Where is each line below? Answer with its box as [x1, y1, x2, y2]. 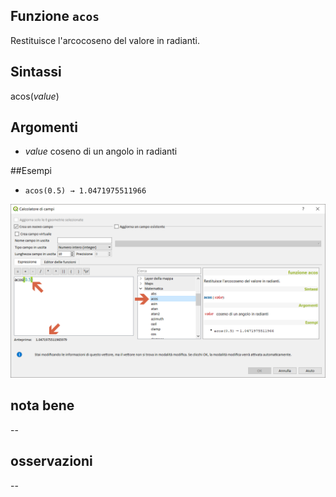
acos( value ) [10, 90, 60, 102]
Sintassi [10, 64, 62, 81]
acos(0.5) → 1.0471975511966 [24, 186, 147, 196]
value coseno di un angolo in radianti [24, 145, 178, 158]
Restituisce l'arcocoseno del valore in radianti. [10, 34, 200, 46]
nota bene [10, 397, 75, 414]
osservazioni [10, 453, 93, 470]
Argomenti [10, 119, 78, 136]
